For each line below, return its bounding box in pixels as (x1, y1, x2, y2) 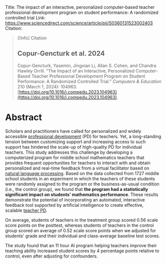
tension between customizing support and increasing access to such (5, 139, 146, 145)
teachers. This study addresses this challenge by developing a (5, 149, 133, 155)
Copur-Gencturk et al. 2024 (17, 49, 105, 58)
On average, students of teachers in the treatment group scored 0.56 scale (5, 217, 158, 223)
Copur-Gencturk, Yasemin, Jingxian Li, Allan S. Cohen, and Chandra (17, 62, 157, 69)
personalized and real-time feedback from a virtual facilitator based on (5, 165, 150, 171)
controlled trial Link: (5, 15, 46, 20)
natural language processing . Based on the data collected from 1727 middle (5, 170, 160, 176)
